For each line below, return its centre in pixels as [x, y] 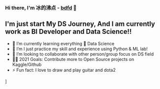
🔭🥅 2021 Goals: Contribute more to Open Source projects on [73, 59]
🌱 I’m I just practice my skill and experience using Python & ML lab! [80, 49]
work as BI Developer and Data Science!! [68, 32]
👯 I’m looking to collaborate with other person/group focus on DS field [83, 54]
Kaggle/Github [27, 64]
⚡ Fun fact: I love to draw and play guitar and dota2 [64, 70]
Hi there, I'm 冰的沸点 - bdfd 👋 [41, 7]
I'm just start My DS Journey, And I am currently [80, 24]
